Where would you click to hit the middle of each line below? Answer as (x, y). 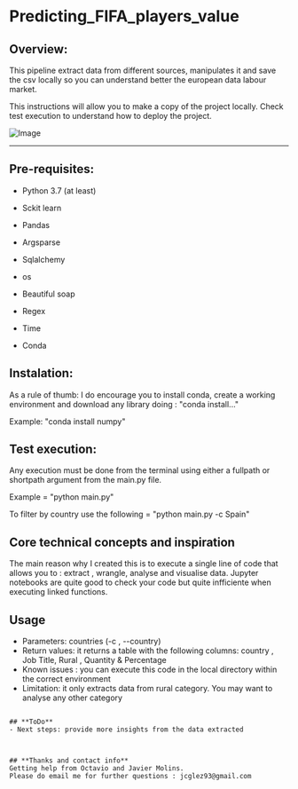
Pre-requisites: (52, 169)
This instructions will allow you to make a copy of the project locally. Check (146, 107)
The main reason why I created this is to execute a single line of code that (144, 564)
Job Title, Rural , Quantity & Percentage (94, 660)
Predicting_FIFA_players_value (124, 16)
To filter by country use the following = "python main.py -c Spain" (129, 514)
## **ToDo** (31, 722)
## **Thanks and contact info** (69, 761)
